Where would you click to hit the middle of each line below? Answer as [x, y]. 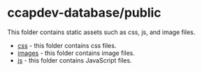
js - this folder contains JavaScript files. [74, 60]
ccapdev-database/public [85, 13]
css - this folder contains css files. [67, 45]
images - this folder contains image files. [76, 53]
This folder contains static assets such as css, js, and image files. [101, 32]
